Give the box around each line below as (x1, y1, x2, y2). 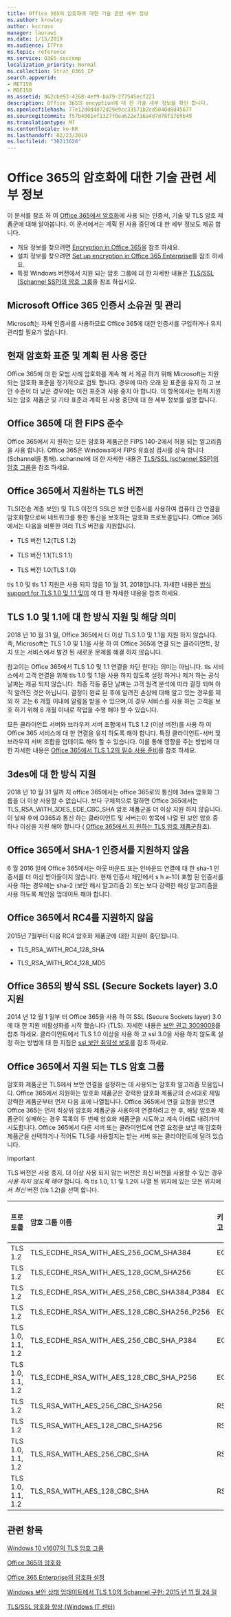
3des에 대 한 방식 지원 (7, 768, 96, 780)
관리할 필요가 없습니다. (7, 328, 68, 336)
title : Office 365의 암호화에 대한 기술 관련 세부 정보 (7, 10, 149, 17)
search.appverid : (7, 74, 57, 81)
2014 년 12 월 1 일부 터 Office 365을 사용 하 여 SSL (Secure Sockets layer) (7, 1013, 211, 1021)
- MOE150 (7, 87, 32, 94)
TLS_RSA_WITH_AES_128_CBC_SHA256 (30, 1421, 163, 1430)
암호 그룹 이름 (30, 1217, 72, 1227)
